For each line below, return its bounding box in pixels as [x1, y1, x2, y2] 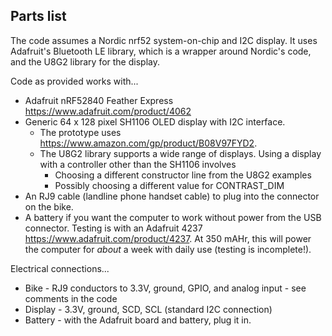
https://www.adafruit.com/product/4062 [24, 105, 192, 117]
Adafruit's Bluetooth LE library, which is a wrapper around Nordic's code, [10, 45, 312, 57]
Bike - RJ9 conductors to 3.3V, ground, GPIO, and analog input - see [24, 282, 307, 294]
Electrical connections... [10, 262, 110, 274]
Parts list [10, 8, 67, 25]
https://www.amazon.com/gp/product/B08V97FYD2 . [39, 137, 258, 149]
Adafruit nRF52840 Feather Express [24, 94, 174, 106]
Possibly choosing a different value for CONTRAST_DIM [54, 179, 285, 191]
